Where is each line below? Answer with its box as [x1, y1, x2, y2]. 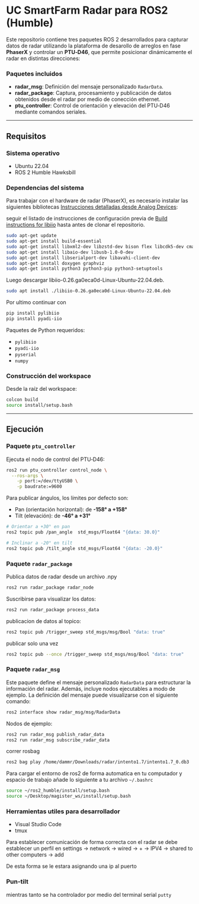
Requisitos [6, 131, 46, 141]
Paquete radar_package [6, 560, 73, 568]
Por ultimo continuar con [6, 299, 66, 306]
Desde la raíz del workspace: [6, 385, 77, 393]
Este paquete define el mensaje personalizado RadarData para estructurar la [6, 678, 191, 686]
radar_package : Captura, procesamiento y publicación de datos [14, 90, 172, 97]
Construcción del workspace [6, 372, 92, 380]
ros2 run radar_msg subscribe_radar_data [6, 737, 110, 743]
